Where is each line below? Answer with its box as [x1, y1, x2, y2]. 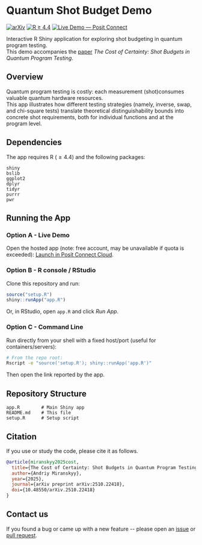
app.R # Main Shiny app [6, 405, 85, 411]
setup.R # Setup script [6, 415, 79, 422]
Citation [6, 431, 37, 441]
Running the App [6, 213, 71, 223]
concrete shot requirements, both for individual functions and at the [6, 113, 174, 120]
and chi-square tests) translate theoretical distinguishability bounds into [6, 107, 185, 114]
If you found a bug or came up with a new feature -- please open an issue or [6, 525, 196, 532]
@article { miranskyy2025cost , [6, 459, 79, 465]
